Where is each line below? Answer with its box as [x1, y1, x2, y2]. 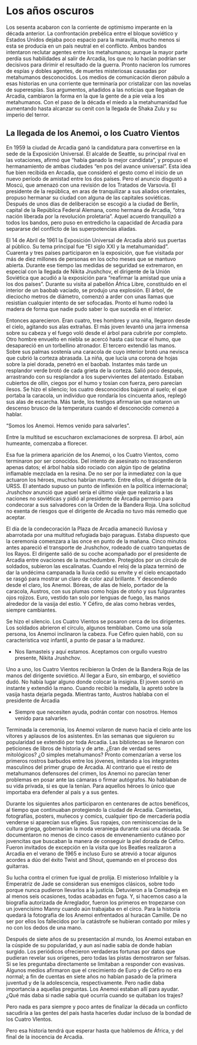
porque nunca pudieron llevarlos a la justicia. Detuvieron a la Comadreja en [6, 886, 188, 893]
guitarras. [6, 862, 29, 870]
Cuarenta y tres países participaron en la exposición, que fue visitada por [6, 249, 184, 256]
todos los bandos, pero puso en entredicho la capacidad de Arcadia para [6, 219, 183, 226]
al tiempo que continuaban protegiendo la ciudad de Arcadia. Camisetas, [6, 806, 183, 813]
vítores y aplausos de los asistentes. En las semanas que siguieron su [6, 732, 175, 739]
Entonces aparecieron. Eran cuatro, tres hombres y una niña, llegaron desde [6, 317, 191, 324]
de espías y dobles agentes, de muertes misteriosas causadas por [6, 67, 167, 74]
